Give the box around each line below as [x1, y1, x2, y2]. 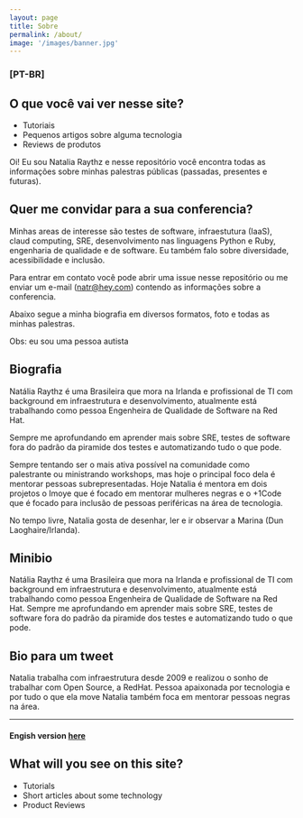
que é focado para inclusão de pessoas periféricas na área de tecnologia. [9, 497, 283, 508]
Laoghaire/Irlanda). [9, 524, 80, 535]
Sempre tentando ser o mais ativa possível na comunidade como [9, 459, 251, 470]
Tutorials [22, 780, 56, 791]
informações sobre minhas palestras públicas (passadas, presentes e [9, 166, 268, 177]
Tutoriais [22, 119, 56, 131]
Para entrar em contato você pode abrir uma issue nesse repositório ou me [9, 271, 289, 282]
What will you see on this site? [9, 757, 183, 772]
